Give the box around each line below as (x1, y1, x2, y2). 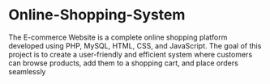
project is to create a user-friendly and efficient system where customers (8, 49, 253, 59)
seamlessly (8, 66, 46, 76)
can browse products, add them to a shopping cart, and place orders (8, 58, 239, 68)
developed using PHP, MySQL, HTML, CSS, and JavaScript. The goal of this (8, 40, 262, 50)
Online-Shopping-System (8, 6, 186, 24)
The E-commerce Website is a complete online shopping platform (8, 32, 228, 42)
